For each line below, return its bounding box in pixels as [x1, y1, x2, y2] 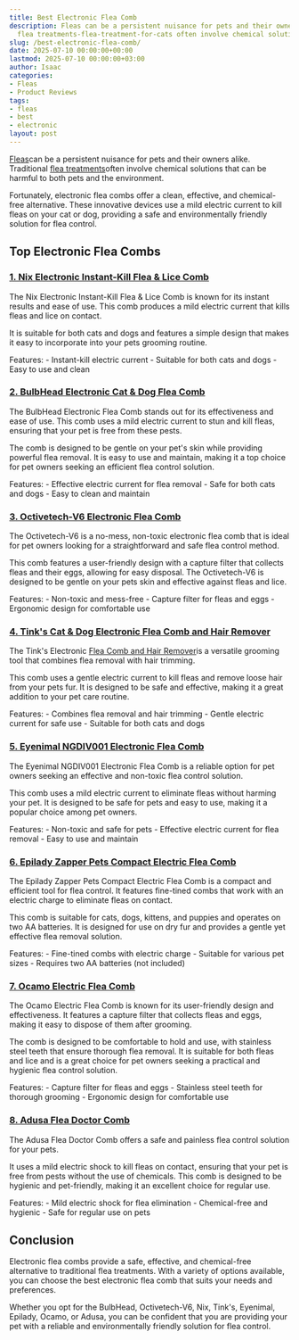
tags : [9, 95, 29, 105]
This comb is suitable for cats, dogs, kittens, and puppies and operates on [9, 912, 281, 923]
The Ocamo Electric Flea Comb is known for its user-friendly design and [9, 1000, 274, 1011]
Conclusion [9, 1233, 75, 1248]
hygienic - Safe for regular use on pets [9, 1206, 151, 1218]
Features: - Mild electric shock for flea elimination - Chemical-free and [9, 1197, 269, 1208]
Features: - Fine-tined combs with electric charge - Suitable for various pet [9, 948, 285, 959]
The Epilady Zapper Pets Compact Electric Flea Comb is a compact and [9, 876, 271, 887]
